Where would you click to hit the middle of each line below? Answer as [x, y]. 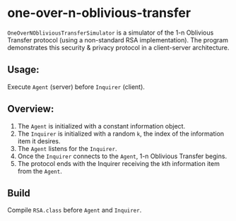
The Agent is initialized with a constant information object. [101, 126]
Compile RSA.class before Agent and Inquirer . [75, 210]
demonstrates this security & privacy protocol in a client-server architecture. [118, 47]
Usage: [24, 70]
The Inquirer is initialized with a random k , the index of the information [121, 133]
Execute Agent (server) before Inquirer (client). [76, 87]
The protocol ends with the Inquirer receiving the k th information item [119, 163]
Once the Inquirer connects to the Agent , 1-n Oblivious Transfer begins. [122, 156]
